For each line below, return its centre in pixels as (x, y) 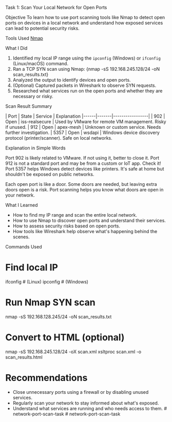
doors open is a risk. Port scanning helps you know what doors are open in (84, 190)
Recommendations (46, 378)
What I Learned (22, 205)
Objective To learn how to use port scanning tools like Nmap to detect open (85, 17)
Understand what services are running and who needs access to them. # (90, 408)
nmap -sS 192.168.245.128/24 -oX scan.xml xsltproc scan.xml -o (73, 352)
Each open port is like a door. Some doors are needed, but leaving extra (81, 184)
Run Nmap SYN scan (51, 303)
